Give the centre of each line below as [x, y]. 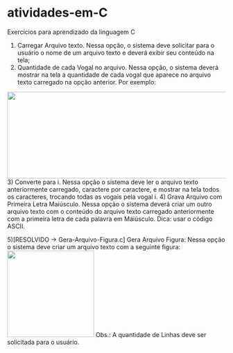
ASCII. [16, 226]
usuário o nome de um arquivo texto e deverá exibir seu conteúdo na [116, 53]
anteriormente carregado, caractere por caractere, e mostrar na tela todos [113, 189]
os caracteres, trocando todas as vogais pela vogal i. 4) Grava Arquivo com [115, 197]
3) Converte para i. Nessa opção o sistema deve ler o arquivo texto [103, 182]
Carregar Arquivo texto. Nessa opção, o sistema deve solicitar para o [116, 45]
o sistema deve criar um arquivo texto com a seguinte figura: [94, 246]
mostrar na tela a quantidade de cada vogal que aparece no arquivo [114, 75]
